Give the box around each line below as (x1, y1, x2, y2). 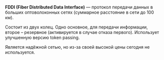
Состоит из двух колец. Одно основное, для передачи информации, (5, 24, 148, 30)
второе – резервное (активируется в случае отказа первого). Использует (5, 30, 159, 35)
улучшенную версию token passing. (5, 34, 80, 40)
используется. (5, 49, 35, 55)
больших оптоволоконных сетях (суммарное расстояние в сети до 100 (5, 9, 154, 15)
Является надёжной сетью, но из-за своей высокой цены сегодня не (5, 44, 150, 50)
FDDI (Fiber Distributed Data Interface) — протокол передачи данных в (5, 4, 153, 10)
